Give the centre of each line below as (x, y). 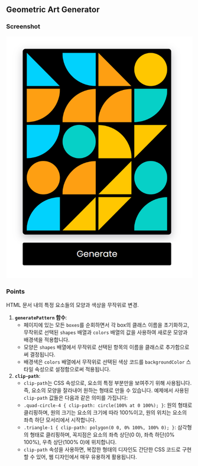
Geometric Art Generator (53, 10)
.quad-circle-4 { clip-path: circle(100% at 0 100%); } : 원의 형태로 (108, 405)
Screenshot (23, 27)
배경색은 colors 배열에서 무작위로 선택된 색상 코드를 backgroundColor (104, 362)
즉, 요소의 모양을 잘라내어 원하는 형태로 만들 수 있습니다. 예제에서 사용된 (106, 390)
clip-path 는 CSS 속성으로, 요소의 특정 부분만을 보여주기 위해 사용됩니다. (108, 383)
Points (16, 291)
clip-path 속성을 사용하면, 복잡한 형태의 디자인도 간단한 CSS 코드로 (102, 449)
